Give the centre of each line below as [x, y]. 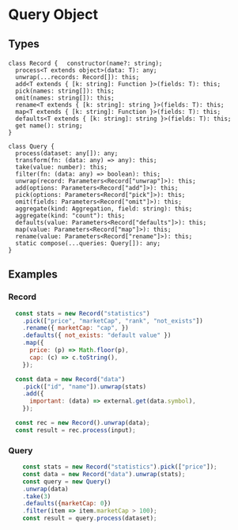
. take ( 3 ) [37, 496]
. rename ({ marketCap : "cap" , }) [76, 328]
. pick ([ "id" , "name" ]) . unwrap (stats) [85, 386]
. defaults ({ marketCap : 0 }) [67, 504]
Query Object [53, 15]
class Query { [32, 146]
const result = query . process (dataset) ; [90, 519]
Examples [33, 274]
